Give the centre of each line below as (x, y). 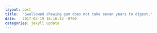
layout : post (18, 9)
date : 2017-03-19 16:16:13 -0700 (41, 18)
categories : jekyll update (32, 23)
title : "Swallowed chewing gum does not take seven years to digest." (79, 14)
